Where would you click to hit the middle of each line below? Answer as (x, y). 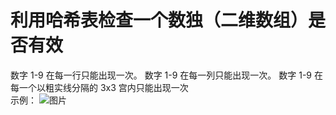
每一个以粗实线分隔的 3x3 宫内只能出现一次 (99, 87)
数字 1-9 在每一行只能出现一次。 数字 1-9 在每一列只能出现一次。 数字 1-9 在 (166, 75)
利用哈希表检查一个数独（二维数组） (159, 20)
